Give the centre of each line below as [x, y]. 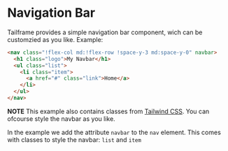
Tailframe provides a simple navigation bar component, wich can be [105, 32]
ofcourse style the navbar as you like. [61, 118]
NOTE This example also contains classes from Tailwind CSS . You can [108, 111]
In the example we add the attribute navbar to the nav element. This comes [114, 132]
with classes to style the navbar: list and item [74, 139]
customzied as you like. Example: [55, 39]
